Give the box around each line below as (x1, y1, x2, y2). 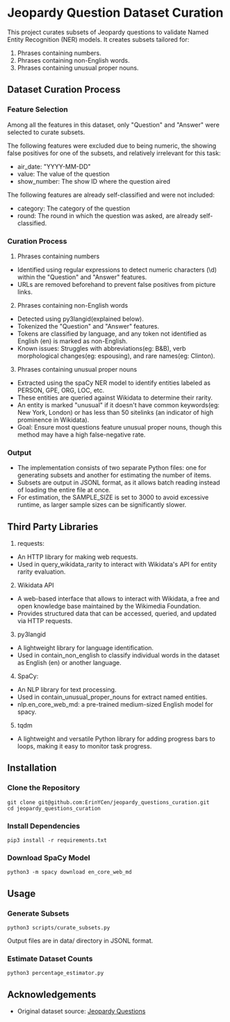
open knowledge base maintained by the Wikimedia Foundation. (17, 602, 202, 611)
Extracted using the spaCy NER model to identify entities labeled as (17, 378, 211, 387)
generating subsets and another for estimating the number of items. (17, 471, 212, 480)
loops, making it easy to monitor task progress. (17, 742, 152, 750)
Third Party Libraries (7, 521, 99, 533)
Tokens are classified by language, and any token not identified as (17, 329, 207, 338)
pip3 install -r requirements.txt (7, 837, 108, 844)
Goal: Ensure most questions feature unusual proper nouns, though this (17, 423, 222, 431)
